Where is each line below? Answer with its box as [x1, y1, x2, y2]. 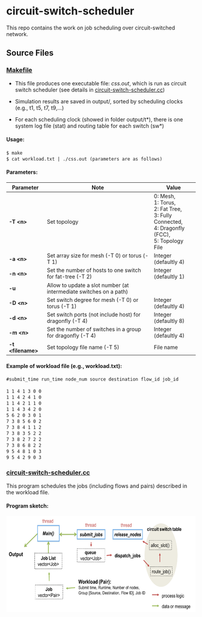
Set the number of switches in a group [47, 326, 141, 333]
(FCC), [153, 230, 171, 238]
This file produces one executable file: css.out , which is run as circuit [14, 79, 187, 87]
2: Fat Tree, [153, 205, 182, 212]
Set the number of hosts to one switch [47, 266, 141, 274]
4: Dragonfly [153, 224, 185, 232]
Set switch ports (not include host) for [47, 311, 141, 318]
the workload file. [6, 488, 50, 496]
